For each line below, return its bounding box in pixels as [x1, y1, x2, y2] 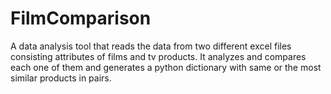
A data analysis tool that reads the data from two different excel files [10, 40, 292, 52]
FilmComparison [10, 7, 152, 30]
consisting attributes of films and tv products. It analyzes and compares [10, 50, 307, 62]
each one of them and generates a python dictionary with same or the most [10, 61, 322, 73]
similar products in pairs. [10, 72, 112, 84]
